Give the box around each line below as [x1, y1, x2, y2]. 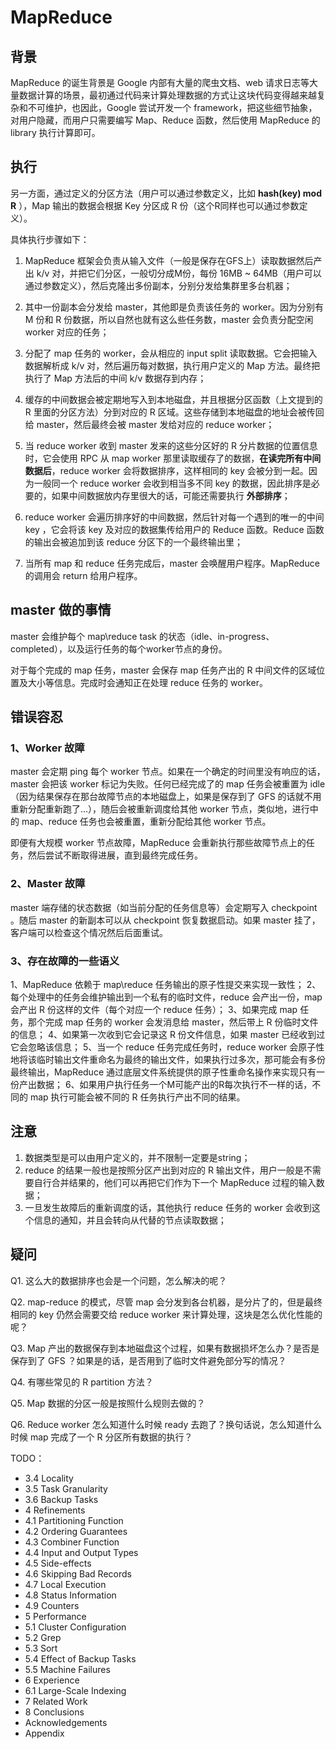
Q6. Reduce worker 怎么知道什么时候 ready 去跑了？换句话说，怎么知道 [10, 1418, 305, 1430]
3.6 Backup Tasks [24, 1493, 99, 1505]
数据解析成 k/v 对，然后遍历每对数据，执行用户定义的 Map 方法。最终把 [24, 359, 321, 371]
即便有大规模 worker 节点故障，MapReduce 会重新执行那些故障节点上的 [10, 837, 307, 849]
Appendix [24, 1727, 65, 1739]
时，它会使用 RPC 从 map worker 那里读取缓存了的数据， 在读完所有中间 [24, 452, 322, 464]
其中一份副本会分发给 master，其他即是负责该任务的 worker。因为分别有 [24, 301, 324, 313]
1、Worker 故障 [10, 741, 85, 755]
